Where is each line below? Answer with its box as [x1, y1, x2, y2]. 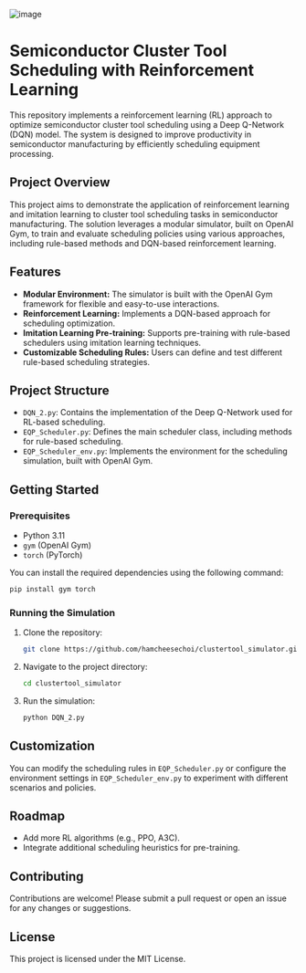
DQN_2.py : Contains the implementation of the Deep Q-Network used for [22, 407, 293, 418]
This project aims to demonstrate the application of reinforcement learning [9, 199, 290, 210]
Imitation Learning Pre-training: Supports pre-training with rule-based [22, 327, 290, 338]
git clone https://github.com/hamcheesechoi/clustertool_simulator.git [22, 644, 301, 654]
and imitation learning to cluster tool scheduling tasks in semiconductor [9, 208, 279, 219]
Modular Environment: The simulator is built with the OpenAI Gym [22, 288, 273, 299]
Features [9, 265, 61, 280]
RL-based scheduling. [22, 416, 106, 428]
